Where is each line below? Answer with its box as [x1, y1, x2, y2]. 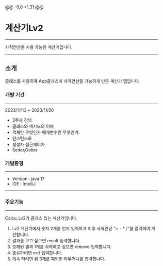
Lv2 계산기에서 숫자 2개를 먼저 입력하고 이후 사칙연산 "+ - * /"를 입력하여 [12, 225, 150, 231]
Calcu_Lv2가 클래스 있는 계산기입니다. [5, 215, 78, 221]
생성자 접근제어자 [12, 142, 45, 148]
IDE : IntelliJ [12, 181, 36, 187]
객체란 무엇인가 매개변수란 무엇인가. [12, 130, 80, 135]
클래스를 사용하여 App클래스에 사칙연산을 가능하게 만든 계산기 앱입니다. [5, 78, 140, 84]
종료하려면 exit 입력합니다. [12, 249, 62, 255]
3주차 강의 [12, 117, 32, 123]
